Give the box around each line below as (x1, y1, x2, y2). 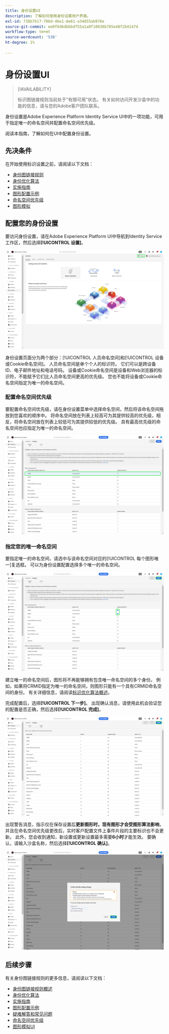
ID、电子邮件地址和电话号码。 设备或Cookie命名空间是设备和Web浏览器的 (5, 367, 158, 373)
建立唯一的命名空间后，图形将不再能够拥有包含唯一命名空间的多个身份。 (5, 676, 155, 682)
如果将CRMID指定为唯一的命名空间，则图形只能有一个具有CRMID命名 (14, 683, 157, 689)
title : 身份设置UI (5, 8, 41, 13)
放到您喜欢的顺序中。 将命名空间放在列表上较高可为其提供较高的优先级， (5, 412, 156, 418)
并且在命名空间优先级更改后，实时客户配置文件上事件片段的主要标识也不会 (5, 827, 159, 833)
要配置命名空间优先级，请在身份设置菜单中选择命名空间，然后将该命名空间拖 (5, 406, 164, 412)
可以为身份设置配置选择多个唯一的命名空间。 (30, 561, 123, 568)
